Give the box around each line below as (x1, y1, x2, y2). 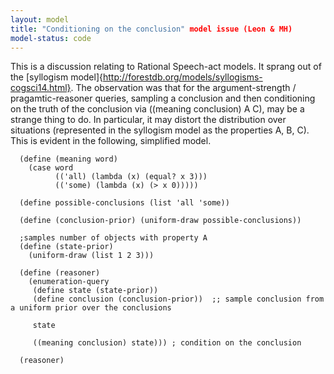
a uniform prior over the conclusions (10, 303, 172, 313)
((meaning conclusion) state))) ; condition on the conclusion (32, 338, 302, 348)
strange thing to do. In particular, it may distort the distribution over (10, 114, 287, 126)
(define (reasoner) (19, 268, 101, 278)
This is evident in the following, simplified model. (10, 135, 212, 147)
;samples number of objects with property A (19, 233, 208, 243)
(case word (28, 163, 74, 173)
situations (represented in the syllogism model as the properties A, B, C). (10, 124, 310, 136)
